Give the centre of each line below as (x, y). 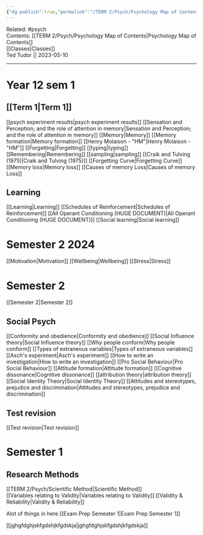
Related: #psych (27, 29)
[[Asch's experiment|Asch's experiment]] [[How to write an (80, 356)
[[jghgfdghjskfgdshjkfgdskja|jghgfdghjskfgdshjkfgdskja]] (77, 525)
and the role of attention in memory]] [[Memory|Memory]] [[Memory (91, 135)
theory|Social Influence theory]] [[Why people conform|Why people (91, 342)
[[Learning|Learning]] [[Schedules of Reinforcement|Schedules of (88, 207)
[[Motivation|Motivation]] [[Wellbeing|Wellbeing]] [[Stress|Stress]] (89, 261)
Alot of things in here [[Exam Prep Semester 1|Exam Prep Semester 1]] (93, 513)
